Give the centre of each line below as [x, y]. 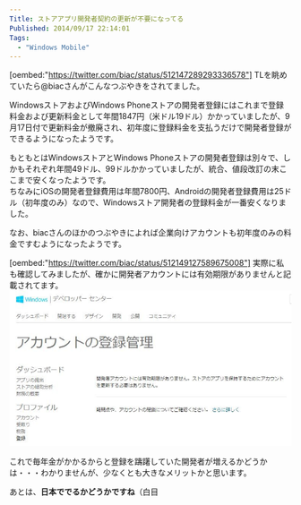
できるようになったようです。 [64, 139]
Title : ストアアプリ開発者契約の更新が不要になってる [97, 19]
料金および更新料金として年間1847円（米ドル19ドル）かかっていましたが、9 [150, 116]
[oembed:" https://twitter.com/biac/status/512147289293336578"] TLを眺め [149, 75]
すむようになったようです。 [76, 244]
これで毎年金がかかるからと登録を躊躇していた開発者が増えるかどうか [138, 462]
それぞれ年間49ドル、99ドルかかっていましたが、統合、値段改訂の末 [152, 169]
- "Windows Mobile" [54, 47]
